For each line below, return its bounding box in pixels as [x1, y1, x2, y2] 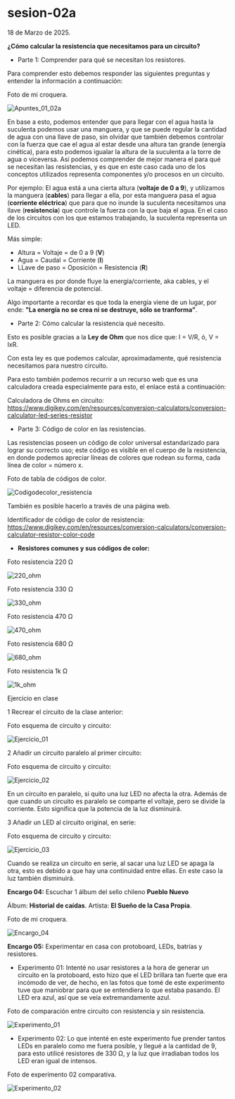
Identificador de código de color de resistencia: [7, 515, 145, 524]
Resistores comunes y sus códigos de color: [17, 544, 150, 552]
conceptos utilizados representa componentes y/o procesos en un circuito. [7, 170, 225, 178]
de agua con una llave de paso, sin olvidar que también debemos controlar [7, 132, 224, 141]
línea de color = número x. [7, 460, 84, 469]
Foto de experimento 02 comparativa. [7, 1070, 117, 1079]
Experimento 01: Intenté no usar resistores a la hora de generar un [17, 963, 210, 972]
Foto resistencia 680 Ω [7, 639, 74, 648]
